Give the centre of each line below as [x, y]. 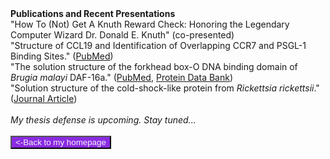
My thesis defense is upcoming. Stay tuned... [103, 120]
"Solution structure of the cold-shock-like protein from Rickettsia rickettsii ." [165, 88]
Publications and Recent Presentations [93, 13]
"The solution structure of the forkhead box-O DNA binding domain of [154, 66]
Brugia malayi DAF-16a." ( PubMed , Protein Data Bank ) [122, 77]
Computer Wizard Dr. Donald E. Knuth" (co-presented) [122, 35]
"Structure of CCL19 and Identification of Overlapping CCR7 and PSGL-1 [158, 45]
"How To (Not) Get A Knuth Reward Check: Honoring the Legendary [150, 24]
